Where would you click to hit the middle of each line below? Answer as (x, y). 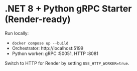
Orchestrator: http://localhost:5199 (48, 48)
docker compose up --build (40, 43)
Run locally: (17, 33)
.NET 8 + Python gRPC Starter (68, 9)
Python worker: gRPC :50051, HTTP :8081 (55, 53)
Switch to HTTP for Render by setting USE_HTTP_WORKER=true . (67, 63)
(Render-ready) (38, 19)
